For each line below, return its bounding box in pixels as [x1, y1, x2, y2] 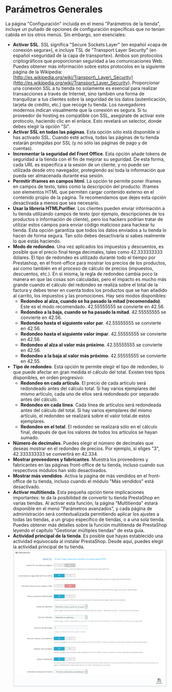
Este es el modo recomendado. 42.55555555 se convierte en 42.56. [20, 303, 165, 309]
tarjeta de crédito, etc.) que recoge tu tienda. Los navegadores [12, 101, 146, 107]
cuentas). [12, 145, 33, 151]
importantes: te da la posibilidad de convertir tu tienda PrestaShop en [12, 494, 160, 500]
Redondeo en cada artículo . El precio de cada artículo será [20, 380, 146, 386]
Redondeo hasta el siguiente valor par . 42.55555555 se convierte [20, 320, 162, 326]
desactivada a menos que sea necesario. [12, 199, 100, 206]
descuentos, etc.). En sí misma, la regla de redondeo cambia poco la [12, 271, 158, 277]
